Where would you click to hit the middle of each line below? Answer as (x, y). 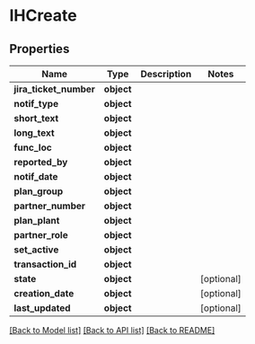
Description (166, 74)
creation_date (44, 293)
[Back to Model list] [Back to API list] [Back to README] (112, 330)
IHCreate (44, 16)
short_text (36, 118)
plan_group (39, 191)
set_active (36, 250)
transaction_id (45, 264)
